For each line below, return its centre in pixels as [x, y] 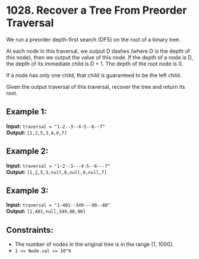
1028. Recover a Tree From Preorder [97, 10]
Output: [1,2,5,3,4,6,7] [37, 132]
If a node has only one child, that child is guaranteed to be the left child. [94, 75]
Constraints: [30, 230]
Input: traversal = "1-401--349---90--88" [59, 205]
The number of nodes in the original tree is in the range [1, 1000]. [94, 244]
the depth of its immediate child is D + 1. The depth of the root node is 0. [95, 64]
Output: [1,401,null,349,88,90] [46, 211]
